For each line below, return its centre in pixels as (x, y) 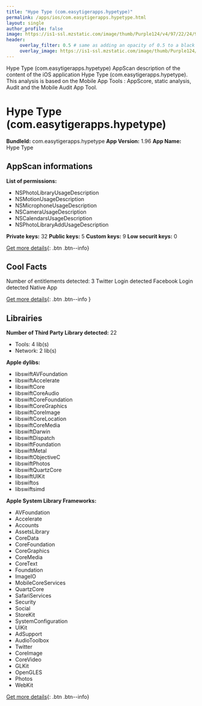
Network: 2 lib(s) (36, 351)
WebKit (24, 685)
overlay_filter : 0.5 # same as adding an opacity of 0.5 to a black (107, 46)
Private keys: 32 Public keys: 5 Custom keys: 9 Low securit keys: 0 (92, 236)
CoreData (27, 538)
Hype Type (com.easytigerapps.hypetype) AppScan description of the (93, 68)
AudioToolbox (32, 640)
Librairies (24, 318)
